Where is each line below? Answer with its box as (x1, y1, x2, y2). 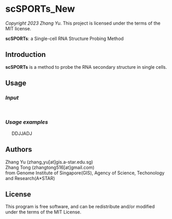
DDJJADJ (11, 130, 32, 136)
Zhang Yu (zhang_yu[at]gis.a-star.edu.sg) (5, 158, 93, 165)
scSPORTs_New (5, 3, 75, 15)
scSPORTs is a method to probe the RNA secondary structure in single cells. (5, 64, 167, 70)
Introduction (5, 50, 46, 59)
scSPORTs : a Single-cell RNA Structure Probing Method (5, 35, 124, 42)
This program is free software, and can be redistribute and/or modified (5, 204, 155, 210)
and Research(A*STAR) (5, 175, 55, 181)
